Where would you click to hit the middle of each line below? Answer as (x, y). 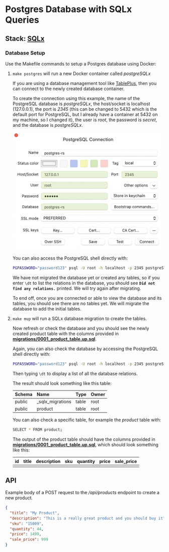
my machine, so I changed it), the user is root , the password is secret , (85, 120)
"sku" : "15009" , (27, 524)
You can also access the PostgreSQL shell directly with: (70, 258)
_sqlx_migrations (54, 402)
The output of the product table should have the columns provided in (84, 439)
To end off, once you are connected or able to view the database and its (87, 298)
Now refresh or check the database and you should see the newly (81, 328)
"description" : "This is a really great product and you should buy (83, 518)
